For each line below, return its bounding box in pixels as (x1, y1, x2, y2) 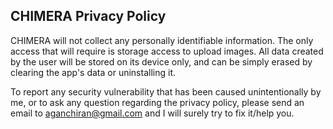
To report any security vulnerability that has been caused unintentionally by (10, 85, 322, 98)
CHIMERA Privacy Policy (10, 8, 167, 25)
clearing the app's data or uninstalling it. (10, 66, 176, 78)
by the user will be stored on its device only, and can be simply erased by (10, 55, 313, 68)
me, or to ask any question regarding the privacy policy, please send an (10, 96, 305, 108)
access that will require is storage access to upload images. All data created (10, 45, 324, 57)
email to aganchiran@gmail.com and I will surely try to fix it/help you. (10, 107, 295, 119)
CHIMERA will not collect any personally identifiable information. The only (10, 34, 314, 46)
